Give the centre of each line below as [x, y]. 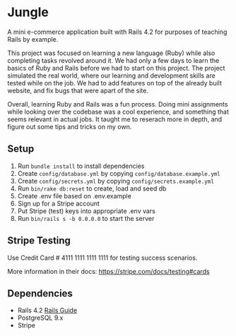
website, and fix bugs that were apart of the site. [78, 90]
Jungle [28, 12]
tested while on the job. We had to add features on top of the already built [115, 83]
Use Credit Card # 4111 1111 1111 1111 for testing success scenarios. [102, 258]
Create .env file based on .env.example [75, 196]
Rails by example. [33, 39]
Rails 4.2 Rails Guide [47, 311]
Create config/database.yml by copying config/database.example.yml [119, 173]
